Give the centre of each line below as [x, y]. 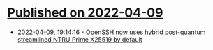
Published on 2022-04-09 [85, 13]
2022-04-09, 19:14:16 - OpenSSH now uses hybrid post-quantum [111, 32]
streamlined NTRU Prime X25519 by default [80, 39]
